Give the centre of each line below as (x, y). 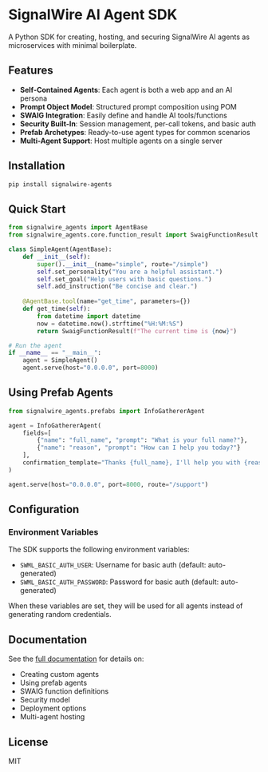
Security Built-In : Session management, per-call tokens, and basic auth (138, 123)
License (28, 742)
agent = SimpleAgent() (60, 360)
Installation (37, 166)
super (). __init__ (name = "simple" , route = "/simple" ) (123, 264)
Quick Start (37, 209)
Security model (45, 700)
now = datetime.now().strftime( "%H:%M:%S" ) (110, 324)
